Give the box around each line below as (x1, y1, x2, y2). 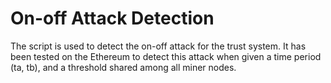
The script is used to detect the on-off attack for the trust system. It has (10, 40, 307, 52)
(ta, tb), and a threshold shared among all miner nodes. (10, 61, 237, 73)
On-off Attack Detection (10, 7, 215, 30)
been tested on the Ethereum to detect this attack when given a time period (10, 50, 322, 62)
